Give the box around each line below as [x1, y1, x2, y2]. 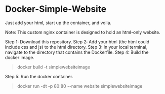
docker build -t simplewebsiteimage [17, 64, 90, 70]
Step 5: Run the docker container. [5, 73, 73, 79]
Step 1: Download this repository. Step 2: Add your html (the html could [5, 38, 150, 45]
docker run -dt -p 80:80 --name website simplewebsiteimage [17, 83, 143, 89]
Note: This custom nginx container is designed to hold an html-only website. [5, 29, 161, 35]
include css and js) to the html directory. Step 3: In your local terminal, [5, 44, 148, 50]
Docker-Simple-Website [5, 3, 107, 15]
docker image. [5, 54, 35, 60]
